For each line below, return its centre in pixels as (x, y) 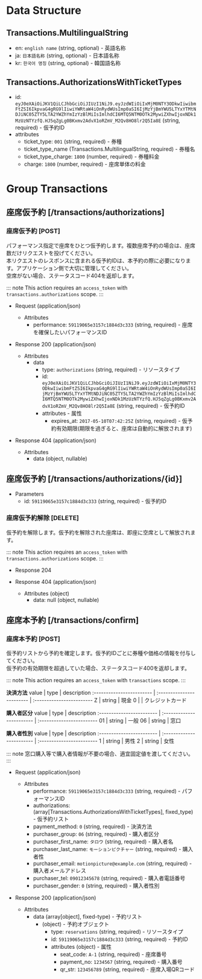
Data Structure (44, 11)
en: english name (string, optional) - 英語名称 (71, 48)
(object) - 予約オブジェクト (76, 924)
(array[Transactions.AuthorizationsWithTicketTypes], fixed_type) (113, 812)
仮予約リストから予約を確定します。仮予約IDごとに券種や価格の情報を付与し (101, 653)
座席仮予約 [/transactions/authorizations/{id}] (94, 479)
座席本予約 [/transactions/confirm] (73, 620)
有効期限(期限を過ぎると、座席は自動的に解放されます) (124, 428)
